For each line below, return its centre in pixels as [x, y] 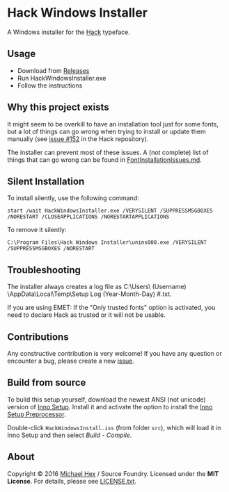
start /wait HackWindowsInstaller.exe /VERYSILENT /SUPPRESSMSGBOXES [110, 211]
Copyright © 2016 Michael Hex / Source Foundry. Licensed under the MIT [113, 473]
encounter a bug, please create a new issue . [71, 361]
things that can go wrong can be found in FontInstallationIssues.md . [104, 159]
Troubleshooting [44, 270]
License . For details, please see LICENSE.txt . [72, 481]
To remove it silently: [37, 230]
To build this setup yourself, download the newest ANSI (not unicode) [107, 399]
